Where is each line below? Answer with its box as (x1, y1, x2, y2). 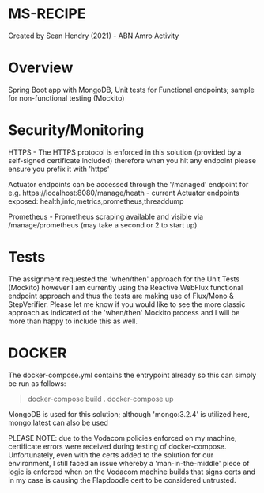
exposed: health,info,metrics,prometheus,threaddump (8, 196, 184, 206)
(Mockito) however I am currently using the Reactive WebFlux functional (8, 282, 243, 292)
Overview (8, 59, 74, 77)
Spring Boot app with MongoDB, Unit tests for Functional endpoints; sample (8, 85, 255, 94)
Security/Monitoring (8, 121, 145, 139)
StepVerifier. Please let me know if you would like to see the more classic (8, 299, 246, 309)
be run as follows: (8, 378, 66, 388)
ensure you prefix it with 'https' (8, 164, 110, 174)
